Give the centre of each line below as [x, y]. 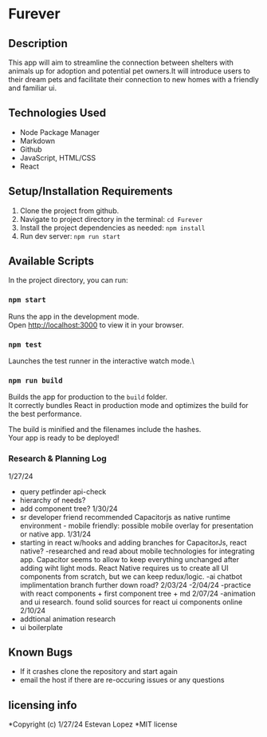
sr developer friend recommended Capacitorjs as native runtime [125, 517]
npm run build [35, 380]
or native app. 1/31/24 [55, 534]
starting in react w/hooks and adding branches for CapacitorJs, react [133, 542]
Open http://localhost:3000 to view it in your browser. [96, 325]
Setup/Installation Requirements [90, 191]
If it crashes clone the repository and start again [98, 672]
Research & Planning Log [58, 458]
